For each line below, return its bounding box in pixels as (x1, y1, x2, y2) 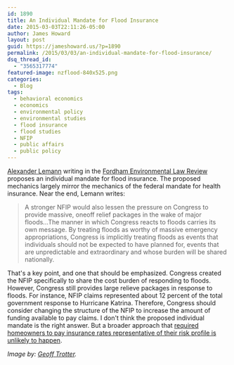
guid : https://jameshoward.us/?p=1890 (7, 43, 121, 50)
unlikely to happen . (7, 336, 63, 345)
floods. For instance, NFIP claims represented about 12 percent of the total (7, 291, 223, 300)
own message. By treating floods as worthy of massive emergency (24, 226, 218, 233)
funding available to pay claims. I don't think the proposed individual (7, 314, 205, 322)
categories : (7, 75, 42, 83)
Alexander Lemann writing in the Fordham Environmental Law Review (7, 167, 208, 175)
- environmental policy (13, 108, 83, 115)
